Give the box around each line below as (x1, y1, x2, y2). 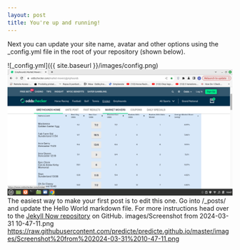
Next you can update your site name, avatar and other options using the (7, 39, 219, 48)
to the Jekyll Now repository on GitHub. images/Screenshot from (7, 211, 199, 220)
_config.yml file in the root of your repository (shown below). (7, 47, 186, 56)
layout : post (7, 11, 46, 19)
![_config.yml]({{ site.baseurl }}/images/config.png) (7, 61, 159, 69)
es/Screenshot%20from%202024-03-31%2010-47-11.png (7, 234, 180, 243)
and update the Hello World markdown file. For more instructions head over (7, 204, 229, 212)
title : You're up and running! (7, 19, 101, 26)
